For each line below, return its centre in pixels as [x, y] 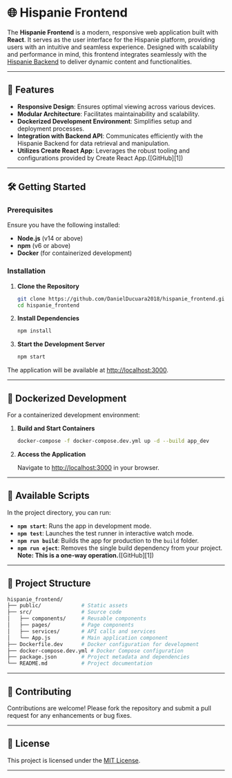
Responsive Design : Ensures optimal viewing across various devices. [116, 106]
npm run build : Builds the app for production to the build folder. [108, 540]
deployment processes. [51, 129]
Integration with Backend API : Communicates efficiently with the [110, 135]
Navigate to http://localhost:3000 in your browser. [88, 467]
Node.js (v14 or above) [50, 238]
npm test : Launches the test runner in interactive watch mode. [106, 533]
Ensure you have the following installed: [64, 225]
